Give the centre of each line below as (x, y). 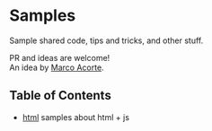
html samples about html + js (76, 117)
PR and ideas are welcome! (60, 57)
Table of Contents (61, 96)
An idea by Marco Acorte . (57, 67)
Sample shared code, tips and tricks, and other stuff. (106, 40)
